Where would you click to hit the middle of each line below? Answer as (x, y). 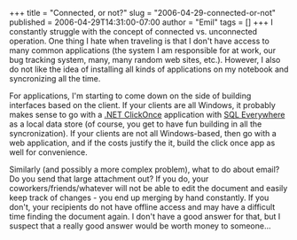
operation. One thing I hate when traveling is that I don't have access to (140, 41)
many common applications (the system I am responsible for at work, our (143, 50)
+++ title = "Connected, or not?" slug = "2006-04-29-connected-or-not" (143, 13)
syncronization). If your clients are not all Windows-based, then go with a (143, 133)
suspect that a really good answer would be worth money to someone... (141, 226)
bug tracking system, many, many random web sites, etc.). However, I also (145, 60)
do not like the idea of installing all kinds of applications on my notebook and (149, 69)
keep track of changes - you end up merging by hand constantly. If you (139, 197)
